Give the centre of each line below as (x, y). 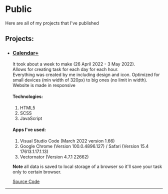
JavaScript (31, 118)
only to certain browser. (37, 172)
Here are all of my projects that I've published (52, 23)
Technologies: (28, 96)
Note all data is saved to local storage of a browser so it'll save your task (87, 166)
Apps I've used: (29, 130)
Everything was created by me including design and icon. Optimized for (86, 74)
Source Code (26, 181)
